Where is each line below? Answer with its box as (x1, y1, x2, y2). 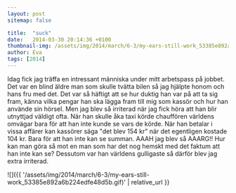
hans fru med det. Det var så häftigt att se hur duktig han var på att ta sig (7, 89, 218, 98)
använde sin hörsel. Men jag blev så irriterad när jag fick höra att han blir (7, 105, 217, 113)
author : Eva (7, 49, 42, 56)
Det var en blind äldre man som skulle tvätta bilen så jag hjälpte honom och (7, 82, 225, 91)
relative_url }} (131, 178, 170, 186)
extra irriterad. (7, 157, 49, 165)
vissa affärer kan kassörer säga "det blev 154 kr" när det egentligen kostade (7, 127, 228, 135)
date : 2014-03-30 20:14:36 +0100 (7, 36, 112, 43)
